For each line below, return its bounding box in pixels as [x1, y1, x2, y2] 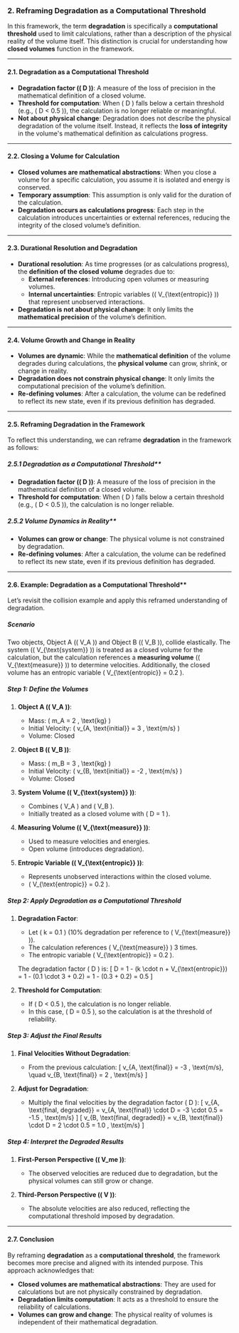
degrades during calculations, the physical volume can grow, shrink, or [17, 359, 228, 368]
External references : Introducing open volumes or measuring [28, 274, 209, 283]
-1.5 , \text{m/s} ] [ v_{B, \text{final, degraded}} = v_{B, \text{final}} [28, 1113, 223, 1122]
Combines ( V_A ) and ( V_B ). [28, 802, 115, 810]
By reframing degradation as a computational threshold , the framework [7, 1250, 221, 1260]
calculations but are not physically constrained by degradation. [17, 1287, 203, 1296]
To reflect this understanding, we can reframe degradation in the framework [7, 436, 232, 444]
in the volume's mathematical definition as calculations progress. [17, 129, 208, 138]
